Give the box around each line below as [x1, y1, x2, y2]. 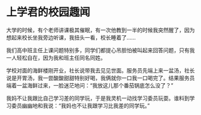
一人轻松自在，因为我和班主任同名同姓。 [6, 54, 106, 61]
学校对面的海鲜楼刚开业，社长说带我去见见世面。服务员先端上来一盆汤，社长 [6, 66, 195, 74]
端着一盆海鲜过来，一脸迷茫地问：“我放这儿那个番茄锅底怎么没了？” [6, 81, 173, 89]
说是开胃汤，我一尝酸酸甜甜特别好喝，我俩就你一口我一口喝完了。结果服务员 [6, 74, 195, 81]
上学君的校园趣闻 [6, 5, 91, 19]
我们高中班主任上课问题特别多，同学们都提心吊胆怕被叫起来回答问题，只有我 [6, 46, 195, 54]
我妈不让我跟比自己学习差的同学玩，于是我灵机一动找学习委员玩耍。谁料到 [6, 94, 190, 102]
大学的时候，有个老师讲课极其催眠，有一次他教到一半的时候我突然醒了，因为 [6, 26, 195, 34]
